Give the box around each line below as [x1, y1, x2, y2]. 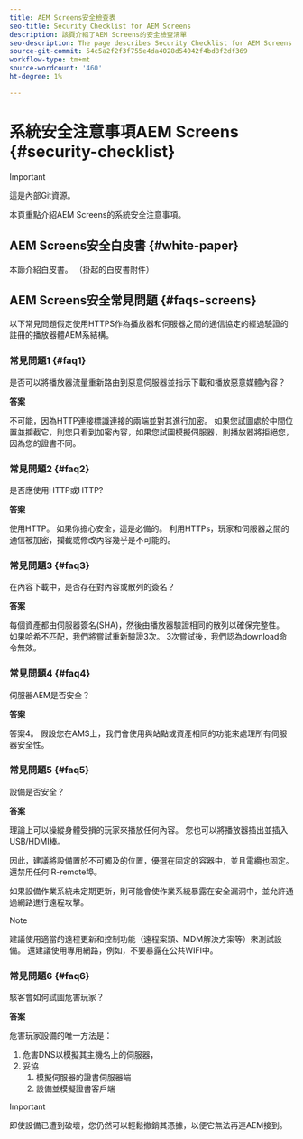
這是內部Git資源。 [9, 190, 76, 201]
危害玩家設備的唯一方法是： [9, 1031, 113, 1041]
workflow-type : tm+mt [9, 55, 91, 64]
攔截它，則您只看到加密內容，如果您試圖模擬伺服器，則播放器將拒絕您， [24, 426, 294, 437]
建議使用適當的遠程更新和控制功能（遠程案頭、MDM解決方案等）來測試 [9, 933, 275, 944]
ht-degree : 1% [9, 72, 63, 81]
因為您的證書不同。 [9, 437, 81, 448]
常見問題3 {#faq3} [9, 559, 90, 572]
